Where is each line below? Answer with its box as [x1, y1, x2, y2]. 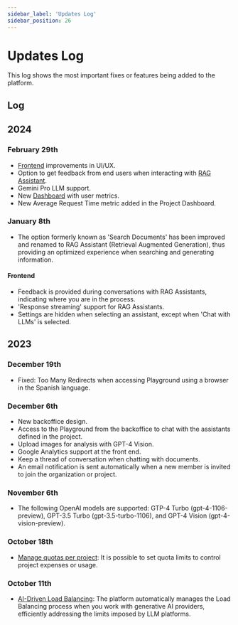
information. [17, 255, 53, 264]
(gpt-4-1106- [190, 504, 229, 513]
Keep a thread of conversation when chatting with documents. [17, 455, 200, 463]
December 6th [7, 401, 58, 411]
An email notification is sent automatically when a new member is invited [17, 463, 231, 471]
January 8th [7, 216, 51, 226]
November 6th [7, 488, 58, 498]
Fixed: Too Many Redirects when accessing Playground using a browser [17, 375, 229, 384]
